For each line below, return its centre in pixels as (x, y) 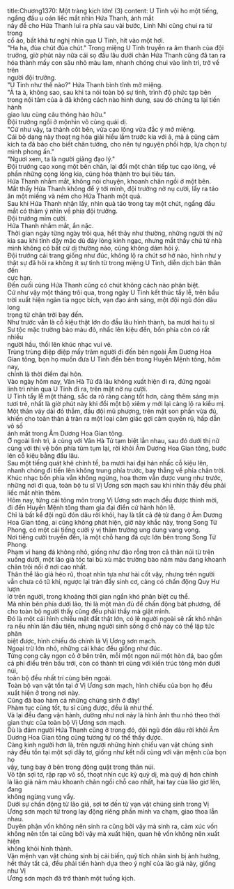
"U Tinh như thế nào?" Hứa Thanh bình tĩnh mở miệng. (85, 85)
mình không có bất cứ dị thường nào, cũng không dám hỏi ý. (94, 248)
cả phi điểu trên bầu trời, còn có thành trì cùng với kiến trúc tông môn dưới (114, 663)
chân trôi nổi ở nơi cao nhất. (47, 567)
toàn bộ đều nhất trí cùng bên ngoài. (60, 678)
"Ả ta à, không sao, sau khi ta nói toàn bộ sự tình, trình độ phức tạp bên (109, 92)
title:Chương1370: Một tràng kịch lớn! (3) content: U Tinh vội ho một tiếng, (113, 11)
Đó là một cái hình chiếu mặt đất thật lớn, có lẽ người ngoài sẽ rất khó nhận (115, 619)
